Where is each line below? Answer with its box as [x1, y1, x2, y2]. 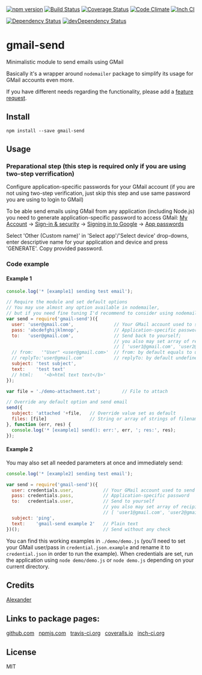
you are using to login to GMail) [6, 196, 84, 203]
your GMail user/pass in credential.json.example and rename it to [6, 543, 170, 550]
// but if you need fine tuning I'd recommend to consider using [6, 310, 173, 316]
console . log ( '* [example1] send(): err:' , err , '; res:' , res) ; [11, 427, 176, 433]
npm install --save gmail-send [6, 128, 85, 134]
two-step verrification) [6, 170, 75, 178]
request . [6, 94, 27, 102]
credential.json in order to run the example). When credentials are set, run [6, 550, 194, 557]
